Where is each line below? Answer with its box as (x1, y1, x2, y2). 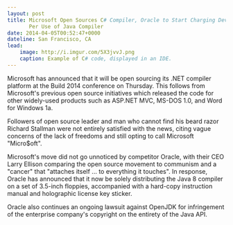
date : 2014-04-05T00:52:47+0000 (7, 29, 101, 37)
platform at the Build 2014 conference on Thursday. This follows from (7, 81, 206, 90)
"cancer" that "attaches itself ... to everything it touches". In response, (7, 167, 208, 175)
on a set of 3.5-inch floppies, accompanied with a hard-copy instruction (7, 181, 213, 190)
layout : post (7, 10, 45, 17)
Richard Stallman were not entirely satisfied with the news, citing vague (7, 124, 212, 132)
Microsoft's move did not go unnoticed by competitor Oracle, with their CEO (7, 152, 225, 161)
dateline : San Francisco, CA (7, 36, 92, 43)
